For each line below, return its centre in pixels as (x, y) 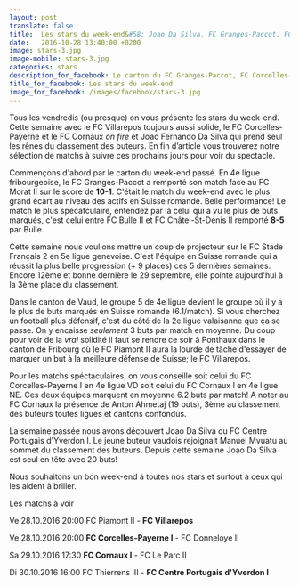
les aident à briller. (43, 485)
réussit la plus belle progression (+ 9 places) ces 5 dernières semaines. (140, 265)
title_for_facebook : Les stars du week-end (91, 84)
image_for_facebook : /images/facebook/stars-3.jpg (105, 92)
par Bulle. (27, 229)
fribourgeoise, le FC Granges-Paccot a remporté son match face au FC (139, 182)
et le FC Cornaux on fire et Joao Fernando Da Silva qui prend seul (162, 136)
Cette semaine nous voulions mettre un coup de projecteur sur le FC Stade (146, 247)
